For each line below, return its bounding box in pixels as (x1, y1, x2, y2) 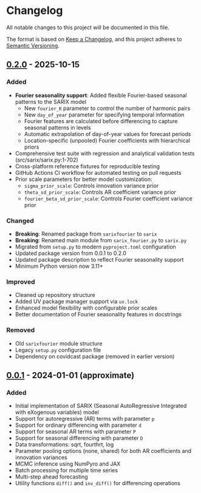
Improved (6, 277, 35, 286)
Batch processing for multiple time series (15, 467, 118, 474)
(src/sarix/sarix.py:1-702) (15, 156, 79, 163)
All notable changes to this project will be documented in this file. (6, 24, 170, 31)
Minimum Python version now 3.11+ (15, 262, 103, 270)
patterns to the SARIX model (15, 98, 87, 105)
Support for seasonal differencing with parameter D (15, 435, 143, 442)
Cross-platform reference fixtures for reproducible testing (15, 162, 160, 170)
